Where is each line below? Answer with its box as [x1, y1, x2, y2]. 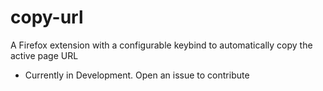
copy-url [10, 6, 84, 29]
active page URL [10, 49, 79, 61]
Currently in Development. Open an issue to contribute [24, 69, 250, 81]
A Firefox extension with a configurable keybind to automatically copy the [10, 39, 313, 51]
